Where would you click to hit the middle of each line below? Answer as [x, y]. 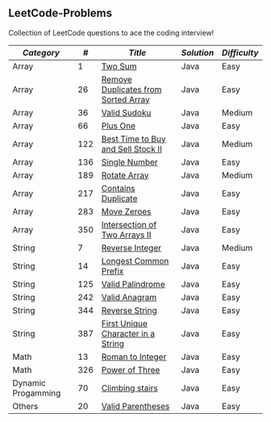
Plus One [118, 126]
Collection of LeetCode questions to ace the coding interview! [111, 32]
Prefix [113, 271]
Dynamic [29, 382]
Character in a [128, 333]
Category [41, 52]
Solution [198, 52]
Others [25, 406]
